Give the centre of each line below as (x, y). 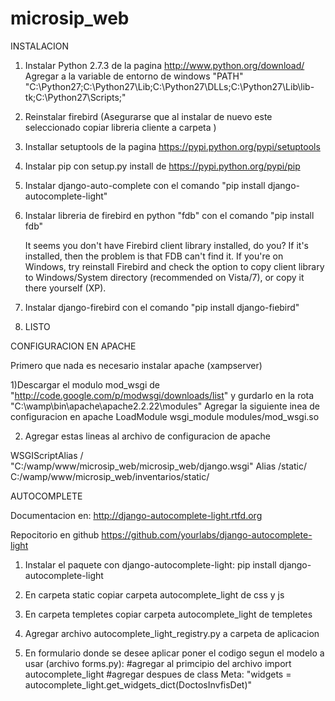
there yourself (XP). (65, 288)
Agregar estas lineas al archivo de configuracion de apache (147, 436)
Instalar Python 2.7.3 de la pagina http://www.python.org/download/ (164, 65)
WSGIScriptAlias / (47, 455)
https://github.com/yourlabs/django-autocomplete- (207, 534)
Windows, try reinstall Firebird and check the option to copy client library (174, 266)
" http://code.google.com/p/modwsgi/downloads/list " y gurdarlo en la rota (162, 395)
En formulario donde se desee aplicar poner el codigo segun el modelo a (174, 653)
